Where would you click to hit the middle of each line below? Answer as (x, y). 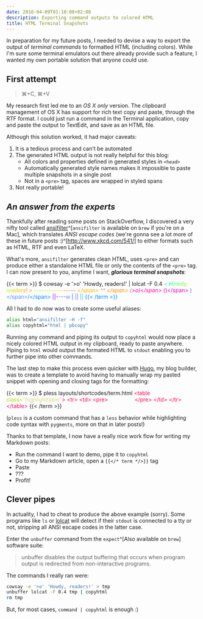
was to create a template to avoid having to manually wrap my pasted (94, 375)
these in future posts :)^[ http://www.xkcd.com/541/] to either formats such (100, 241)
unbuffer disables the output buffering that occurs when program (103, 557)
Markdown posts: (28, 442)
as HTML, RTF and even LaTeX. (46, 247)
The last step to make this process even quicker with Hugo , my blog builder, (101, 368)
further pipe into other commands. (49, 356)
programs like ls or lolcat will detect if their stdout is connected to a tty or (99, 520)
